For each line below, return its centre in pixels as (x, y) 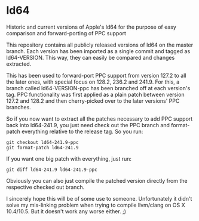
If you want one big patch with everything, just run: (69, 158)
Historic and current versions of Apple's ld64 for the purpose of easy (91, 27)
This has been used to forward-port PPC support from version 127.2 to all (96, 75)
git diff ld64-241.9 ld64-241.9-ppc (52, 170)
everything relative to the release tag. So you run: (82, 131)
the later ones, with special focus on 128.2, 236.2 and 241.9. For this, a (93, 82)
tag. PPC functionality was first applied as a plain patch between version (96, 94)
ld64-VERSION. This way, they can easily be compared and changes (91, 57)
